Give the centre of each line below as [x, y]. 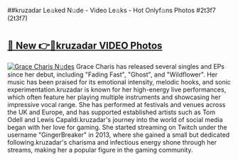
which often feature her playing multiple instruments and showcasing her [114, 97]
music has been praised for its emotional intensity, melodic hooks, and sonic [119, 82]
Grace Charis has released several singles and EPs [150, 66]
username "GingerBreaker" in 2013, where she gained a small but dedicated [119, 135]
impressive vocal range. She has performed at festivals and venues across [117, 104]
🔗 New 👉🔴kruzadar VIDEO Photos [85, 46]
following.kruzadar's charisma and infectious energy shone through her [112, 142]
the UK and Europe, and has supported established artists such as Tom [112, 112]
